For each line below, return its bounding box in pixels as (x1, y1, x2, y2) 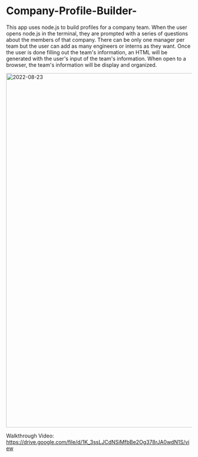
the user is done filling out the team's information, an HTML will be (6, 48, 168, 56)
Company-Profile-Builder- (6, 4, 137, 18)
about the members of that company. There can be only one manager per (6, 36, 185, 43)
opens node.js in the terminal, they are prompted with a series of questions (6, 30, 189, 37)
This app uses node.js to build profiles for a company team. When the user (6, 24, 187, 31)
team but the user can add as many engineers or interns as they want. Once (6, 43, 191, 50)
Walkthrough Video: (6, 432, 54, 439)
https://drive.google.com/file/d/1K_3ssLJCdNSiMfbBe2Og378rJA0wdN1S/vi (6, 438, 190, 445)
